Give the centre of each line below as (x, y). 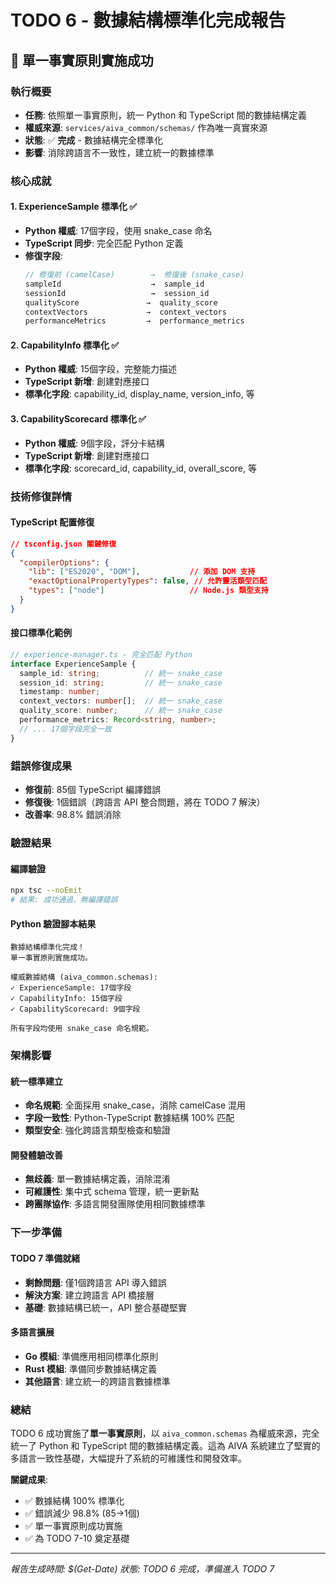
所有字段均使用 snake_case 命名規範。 (82, 1029)
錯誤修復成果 (41, 766)
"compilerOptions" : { (64, 562)
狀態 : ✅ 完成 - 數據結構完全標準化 (93, 140)
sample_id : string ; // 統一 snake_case (121, 673)
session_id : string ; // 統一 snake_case (121, 682)
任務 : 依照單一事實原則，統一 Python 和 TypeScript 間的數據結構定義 (165, 115)
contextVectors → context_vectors (125, 312)
